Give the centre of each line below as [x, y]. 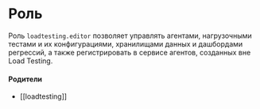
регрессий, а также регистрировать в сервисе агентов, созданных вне [130, 52]
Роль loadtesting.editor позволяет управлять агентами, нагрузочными [130, 36]
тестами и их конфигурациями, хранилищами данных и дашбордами [126, 43]
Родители [25, 79]
